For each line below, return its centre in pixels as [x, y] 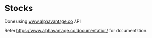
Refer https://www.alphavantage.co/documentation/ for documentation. [76, 30]
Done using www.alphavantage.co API [43, 21]
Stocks [19, 8]
